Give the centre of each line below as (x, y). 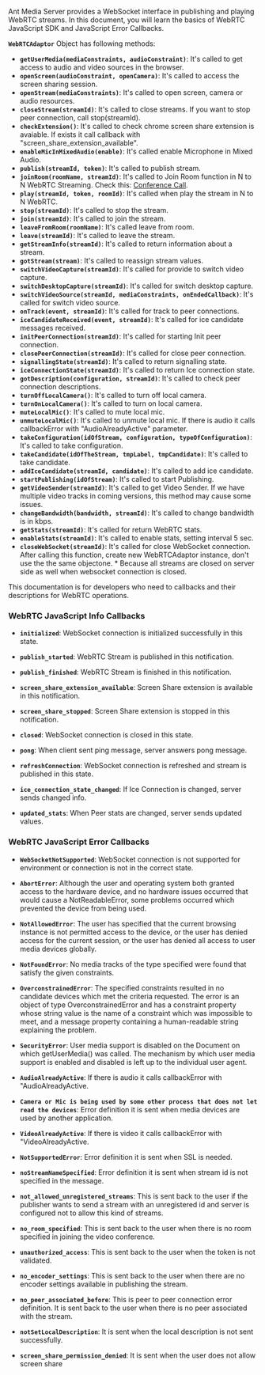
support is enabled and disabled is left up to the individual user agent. (133, 1062)
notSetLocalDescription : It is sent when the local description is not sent (136, 1331)
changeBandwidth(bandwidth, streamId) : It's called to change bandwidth (137, 513)
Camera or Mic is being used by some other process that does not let (138, 1102)
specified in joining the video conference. (87, 1237)
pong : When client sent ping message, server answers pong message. (133, 750)
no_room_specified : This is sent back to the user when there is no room (135, 1228)
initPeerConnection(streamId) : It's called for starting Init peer (120, 336)
